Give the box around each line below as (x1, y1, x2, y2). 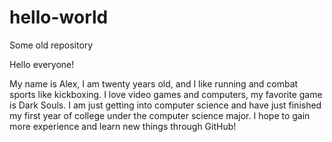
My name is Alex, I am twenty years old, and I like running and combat (9, 77, 299, 90)
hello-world (9, 6, 109, 29)
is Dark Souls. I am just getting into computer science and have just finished (9, 99, 322, 111)
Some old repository (9, 39, 94, 51)
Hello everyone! (9, 58, 75, 70)
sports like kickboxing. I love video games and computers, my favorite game (9, 88, 323, 100)
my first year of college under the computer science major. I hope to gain (9, 109, 311, 121)
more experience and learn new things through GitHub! (9, 120, 237, 132)
